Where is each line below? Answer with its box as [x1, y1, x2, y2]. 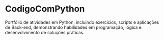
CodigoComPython [5, 3, 85, 14]
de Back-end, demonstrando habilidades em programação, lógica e [5, 24, 141, 30]
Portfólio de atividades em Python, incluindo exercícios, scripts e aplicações [5, 19, 159, 25]
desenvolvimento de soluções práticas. [5, 29, 84, 35]
